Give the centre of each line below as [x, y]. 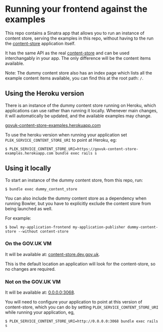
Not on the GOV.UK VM [33, 281]
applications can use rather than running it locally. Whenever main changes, [81, 110]
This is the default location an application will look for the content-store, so [80, 264]
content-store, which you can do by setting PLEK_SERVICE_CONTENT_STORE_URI [82, 307]
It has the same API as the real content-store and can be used [67, 53]
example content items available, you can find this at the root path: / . [74, 78]
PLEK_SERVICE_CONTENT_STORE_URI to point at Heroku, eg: [61, 140]
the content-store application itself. [40, 43]
